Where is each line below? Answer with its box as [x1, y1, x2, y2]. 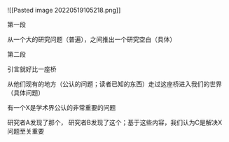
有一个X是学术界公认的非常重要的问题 [7, 104, 116, 111]
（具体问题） [7, 89, 44, 97]
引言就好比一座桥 [7, 65, 57, 73]
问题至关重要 [7, 127, 44, 135]
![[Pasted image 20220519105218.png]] [7, 6, 121, 14]
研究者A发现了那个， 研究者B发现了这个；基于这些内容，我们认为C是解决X [7, 118, 223, 127]
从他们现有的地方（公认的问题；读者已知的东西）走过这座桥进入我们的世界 [7, 80, 222, 88]
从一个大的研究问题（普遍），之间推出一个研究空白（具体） [7, 35, 176, 43]
